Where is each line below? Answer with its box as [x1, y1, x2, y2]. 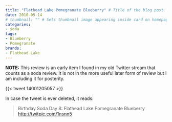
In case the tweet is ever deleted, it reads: [5, 95, 94, 101]
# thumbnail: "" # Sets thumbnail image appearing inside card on [5, 17, 150, 22]
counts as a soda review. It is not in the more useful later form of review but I [5, 70, 167, 76]
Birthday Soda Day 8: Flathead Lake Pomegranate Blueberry [17, 105, 145, 111]
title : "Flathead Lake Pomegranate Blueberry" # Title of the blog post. [5, 7, 166, 13]
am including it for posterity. [5, 75, 65, 82]
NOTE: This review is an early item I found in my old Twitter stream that [5, 65, 156, 71]
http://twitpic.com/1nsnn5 [17, 111, 73, 117]
